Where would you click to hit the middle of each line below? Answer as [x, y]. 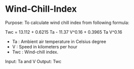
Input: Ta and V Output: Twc [33, 61]
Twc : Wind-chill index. [35, 52]
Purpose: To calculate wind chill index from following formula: [67, 23]
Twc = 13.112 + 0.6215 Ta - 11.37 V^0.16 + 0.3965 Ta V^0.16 [64, 32]
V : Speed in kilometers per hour [45, 46]
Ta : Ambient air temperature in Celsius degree [59, 41]
